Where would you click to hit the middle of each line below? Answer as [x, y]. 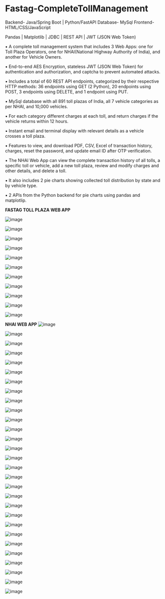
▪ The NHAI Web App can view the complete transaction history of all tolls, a [83, 160]
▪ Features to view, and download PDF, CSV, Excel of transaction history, [79, 145]
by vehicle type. [21, 186]
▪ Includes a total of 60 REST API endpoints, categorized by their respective [82, 81]
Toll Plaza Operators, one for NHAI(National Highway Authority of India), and [83, 52]
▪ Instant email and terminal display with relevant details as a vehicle [75, 130]
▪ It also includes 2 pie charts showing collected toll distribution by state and [83, 180]
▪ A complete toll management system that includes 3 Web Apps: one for [79, 46]
